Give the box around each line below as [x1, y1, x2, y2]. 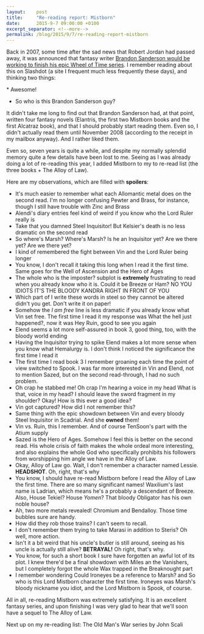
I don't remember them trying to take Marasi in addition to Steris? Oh [15, 526, 188, 534]
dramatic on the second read [15, 229, 88, 236]
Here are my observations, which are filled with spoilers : [6, 178, 149, 186]
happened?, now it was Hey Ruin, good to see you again [15, 319, 157, 327]
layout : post [6, 9, 47, 15]
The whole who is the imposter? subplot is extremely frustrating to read [15, 274, 196, 282]
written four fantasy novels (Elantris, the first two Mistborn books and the [6, 116, 190, 124]
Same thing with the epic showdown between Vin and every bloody [15, 410, 185, 417]
